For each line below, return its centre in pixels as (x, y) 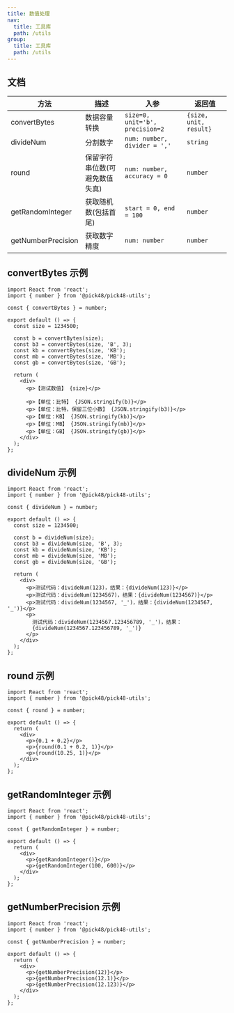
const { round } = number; (46, 711)
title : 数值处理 (29, 14)
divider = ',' (148, 146)
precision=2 (145, 129)
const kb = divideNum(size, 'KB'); (65, 550)
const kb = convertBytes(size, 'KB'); (70, 350)
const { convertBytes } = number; (57, 308)
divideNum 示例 (42, 472)
